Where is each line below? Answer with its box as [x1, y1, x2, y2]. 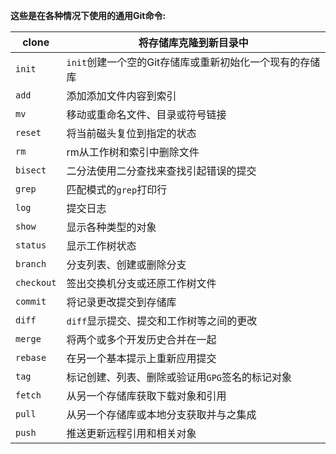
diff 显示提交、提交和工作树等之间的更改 [66, 314, 258, 328]
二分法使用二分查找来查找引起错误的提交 [66, 164, 257, 178]
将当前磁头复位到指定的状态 [66, 127, 197, 140]
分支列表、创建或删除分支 [66, 258, 187, 271]
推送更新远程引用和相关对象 [66, 427, 197, 440]
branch [15, 259, 47, 269]
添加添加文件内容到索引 [66, 89, 177, 103]
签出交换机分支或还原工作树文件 [66, 277, 217, 290]
